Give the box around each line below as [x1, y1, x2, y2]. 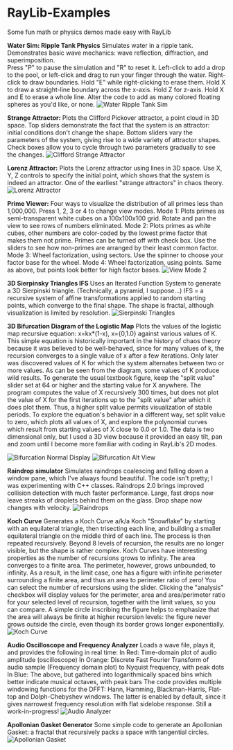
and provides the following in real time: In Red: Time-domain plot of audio [7, 648, 217, 656]
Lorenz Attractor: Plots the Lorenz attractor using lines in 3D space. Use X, [7, 164, 223, 172]
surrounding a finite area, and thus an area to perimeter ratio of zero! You [7, 575, 216, 584]
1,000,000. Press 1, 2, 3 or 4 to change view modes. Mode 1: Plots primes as [7, 207, 225, 215]
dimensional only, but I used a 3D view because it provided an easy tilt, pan [7, 432, 223, 441]
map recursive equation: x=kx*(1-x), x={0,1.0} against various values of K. [7, 329, 217, 338]
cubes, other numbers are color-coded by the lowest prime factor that [7, 229, 207, 237]
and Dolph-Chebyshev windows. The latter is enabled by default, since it [18, 692, 226, 701]
